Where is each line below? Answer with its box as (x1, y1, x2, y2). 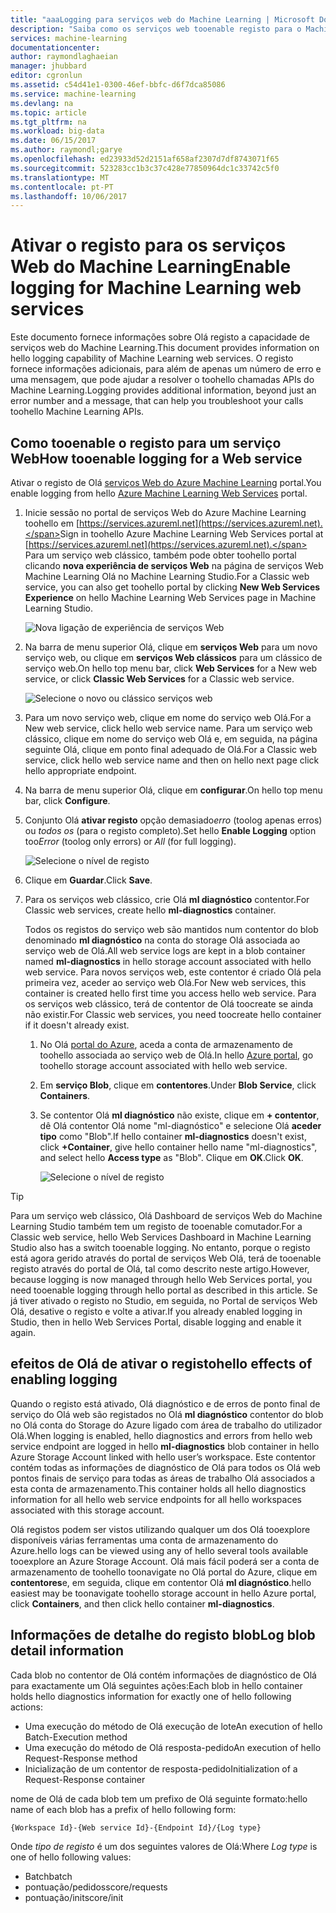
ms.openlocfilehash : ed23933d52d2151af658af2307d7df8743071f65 (10, 154, 280, 164)
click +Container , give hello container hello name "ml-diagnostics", (39, 1141, 318, 1153)
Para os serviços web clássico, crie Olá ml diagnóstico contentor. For (24, 894, 310, 905)
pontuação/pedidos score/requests (24, 1881, 168, 1893)
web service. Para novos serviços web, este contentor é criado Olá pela (24, 966, 322, 978)
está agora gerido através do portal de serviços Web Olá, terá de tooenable (10, 1252, 322, 1264)
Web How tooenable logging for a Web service (10, 450, 303, 467)
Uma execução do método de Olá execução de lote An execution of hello (24, 1720, 323, 1732)
